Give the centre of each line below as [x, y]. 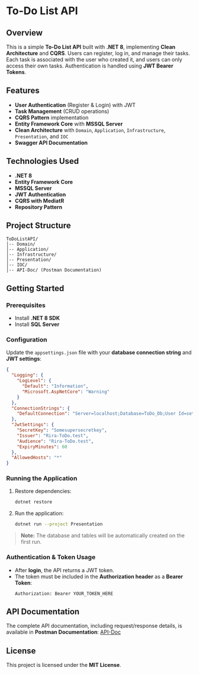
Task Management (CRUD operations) [62, 111]
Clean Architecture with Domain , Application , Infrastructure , [90, 130]
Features [23, 91]
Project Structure [38, 226]
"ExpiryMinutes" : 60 [42, 447]
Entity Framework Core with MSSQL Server [69, 124]
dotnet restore [33, 502]
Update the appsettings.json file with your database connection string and [99, 353]
